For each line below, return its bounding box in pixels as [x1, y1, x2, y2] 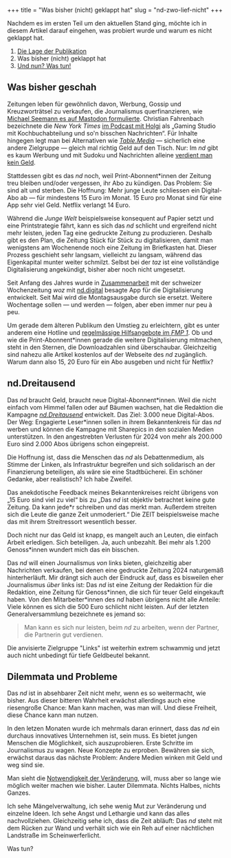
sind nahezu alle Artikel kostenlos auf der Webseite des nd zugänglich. [7, 350, 208, 358]
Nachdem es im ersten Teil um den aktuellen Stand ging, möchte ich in [7, 19, 208, 27]
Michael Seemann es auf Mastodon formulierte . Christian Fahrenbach [7, 114, 204, 122]
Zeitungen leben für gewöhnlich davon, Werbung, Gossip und [7, 100, 181, 108]
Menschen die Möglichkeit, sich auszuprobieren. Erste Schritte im [7, 739, 193, 747]
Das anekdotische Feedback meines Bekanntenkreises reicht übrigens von [7, 488, 219, 496]
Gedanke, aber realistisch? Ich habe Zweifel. [7, 474, 133, 483]
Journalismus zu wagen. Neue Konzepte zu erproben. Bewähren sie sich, [7, 746, 215, 755]
